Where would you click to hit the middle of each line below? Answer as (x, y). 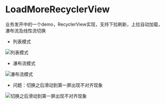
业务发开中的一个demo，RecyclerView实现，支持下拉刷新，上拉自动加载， (84, 24)
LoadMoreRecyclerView (58, 9)
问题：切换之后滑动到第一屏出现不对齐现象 (58, 85)
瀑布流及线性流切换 (26, 30)
